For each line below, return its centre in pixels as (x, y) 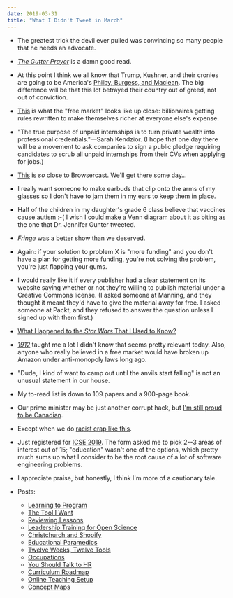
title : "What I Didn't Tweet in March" (65, 20)
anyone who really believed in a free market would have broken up (113, 352)
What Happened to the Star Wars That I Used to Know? (97, 331)
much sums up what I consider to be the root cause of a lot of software (119, 457)
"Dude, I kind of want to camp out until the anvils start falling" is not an (119, 373)
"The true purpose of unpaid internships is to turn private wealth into (116, 132)
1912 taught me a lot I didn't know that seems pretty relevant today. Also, (122, 345)
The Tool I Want (50, 513)
